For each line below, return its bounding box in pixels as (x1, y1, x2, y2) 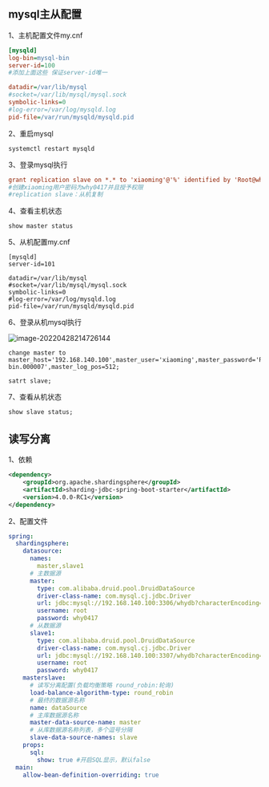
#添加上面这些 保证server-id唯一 (8, 69, 108, 77)
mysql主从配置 (8, 7, 82, 22)
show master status (8, 222, 74, 230)
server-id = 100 (8, 61, 56, 70)
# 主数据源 (29, 569, 62, 578)
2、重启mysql (8, 128, 54, 138)
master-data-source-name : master (29, 719, 142, 727)
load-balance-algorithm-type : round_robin (29, 688, 174, 696)
